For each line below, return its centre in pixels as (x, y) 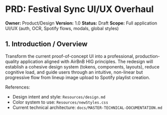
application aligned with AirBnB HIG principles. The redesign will (87, 61)
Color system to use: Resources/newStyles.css (60, 102)
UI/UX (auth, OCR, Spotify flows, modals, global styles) (62, 28)
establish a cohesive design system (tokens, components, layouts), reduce (82, 66)
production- (148, 56)
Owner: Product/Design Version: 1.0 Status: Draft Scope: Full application (81, 23)
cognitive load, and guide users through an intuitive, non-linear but (74, 72)
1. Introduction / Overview (46, 44)
